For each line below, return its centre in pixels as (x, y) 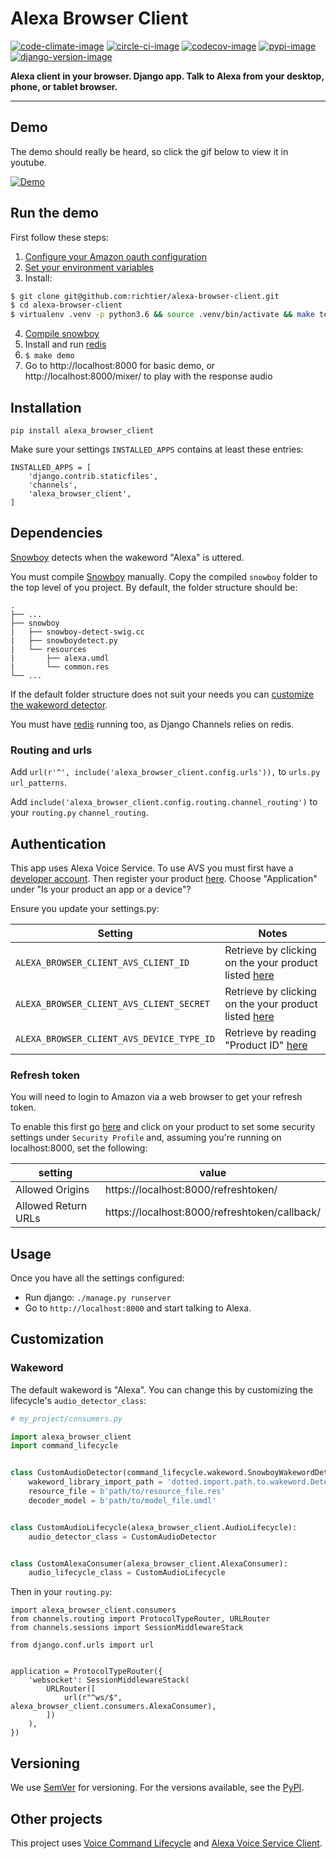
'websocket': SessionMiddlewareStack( (109, 1680)
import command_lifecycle (64, 1446)
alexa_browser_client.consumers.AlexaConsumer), (113, 1707)
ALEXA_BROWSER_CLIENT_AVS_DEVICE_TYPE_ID (115, 1038)
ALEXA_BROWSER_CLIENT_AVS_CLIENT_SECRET (112, 1003)
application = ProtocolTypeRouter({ (86, 1672)
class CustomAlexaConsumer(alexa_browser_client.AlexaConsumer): (149, 1563)
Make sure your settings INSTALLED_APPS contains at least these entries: (157, 449)
